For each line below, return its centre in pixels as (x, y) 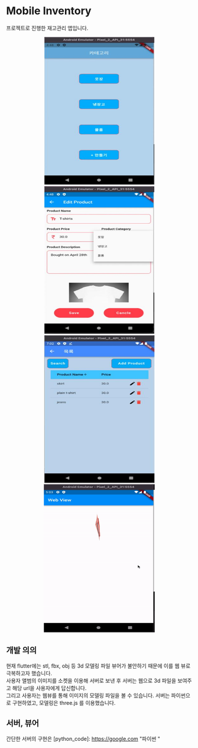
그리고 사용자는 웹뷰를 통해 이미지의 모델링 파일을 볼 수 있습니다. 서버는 (88, 695)
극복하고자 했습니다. (29, 673)
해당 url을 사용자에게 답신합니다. (49, 688)
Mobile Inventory (49, 11)
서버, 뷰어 (23, 723)
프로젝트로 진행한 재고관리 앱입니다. (47, 28)
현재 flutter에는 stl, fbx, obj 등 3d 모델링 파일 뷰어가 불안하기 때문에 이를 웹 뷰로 (98, 666)
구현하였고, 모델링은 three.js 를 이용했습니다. (64, 702)
